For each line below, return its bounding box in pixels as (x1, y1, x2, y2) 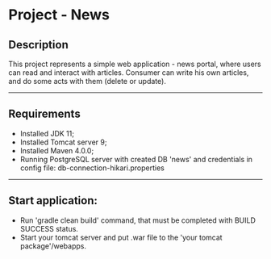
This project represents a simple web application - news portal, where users (8, 59, 262, 69)
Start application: (8, 194, 98, 207)
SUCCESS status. (19, 223, 79, 233)
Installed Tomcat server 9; (19, 137, 107, 147)
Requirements (8, 107, 81, 121)
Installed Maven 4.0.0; (19, 145, 94, 155)
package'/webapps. (19, 240, 87, 251)
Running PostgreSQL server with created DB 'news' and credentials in (19, 154, 252, 164)
